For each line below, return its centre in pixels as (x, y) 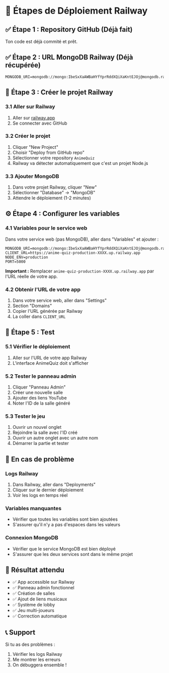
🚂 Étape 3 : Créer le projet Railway (59, 93)
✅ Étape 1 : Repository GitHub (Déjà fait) (69, 30)
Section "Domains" (32, 306)
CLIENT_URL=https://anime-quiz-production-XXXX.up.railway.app (73, 253)
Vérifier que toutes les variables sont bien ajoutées (65, 519)
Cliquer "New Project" (35, 147)
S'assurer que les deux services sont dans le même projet (73, 554)
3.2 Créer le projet (28, 136)
